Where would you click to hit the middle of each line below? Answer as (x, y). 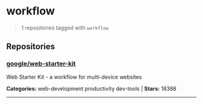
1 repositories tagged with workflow (65, 28)
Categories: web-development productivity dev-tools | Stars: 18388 (92, 88)
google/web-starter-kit (41, 64)
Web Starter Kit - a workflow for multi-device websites (74, 77)
